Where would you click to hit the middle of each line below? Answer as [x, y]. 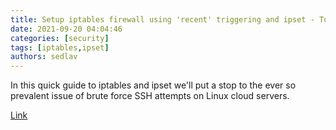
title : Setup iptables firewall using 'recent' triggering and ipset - [162, 19]
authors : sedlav [44, 57]
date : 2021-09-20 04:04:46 [66, 29]
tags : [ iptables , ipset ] [60, 47]
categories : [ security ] [60, 38]
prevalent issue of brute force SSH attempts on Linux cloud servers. [150, 96]
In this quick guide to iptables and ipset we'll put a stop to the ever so [153, 85]
